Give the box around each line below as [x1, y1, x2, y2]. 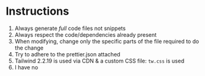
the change [14, 44, 44, 51]
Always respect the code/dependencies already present [14, 31, 157, 38]
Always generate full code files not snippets [14, 25, 126, 32]
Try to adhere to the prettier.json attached [14, 50, 121, 58]
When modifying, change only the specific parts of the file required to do [14, 37, 199, 45]
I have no [14, 63, 38, 71]
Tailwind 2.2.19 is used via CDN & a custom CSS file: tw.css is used [14, 57, 185, 64]
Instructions [6, 4, 69, 18]
